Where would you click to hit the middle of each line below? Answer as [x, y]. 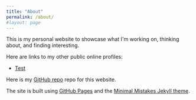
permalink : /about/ [30, 17]
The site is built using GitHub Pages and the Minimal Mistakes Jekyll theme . [98, 91]
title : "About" [25, 11]
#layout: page [24, 22]
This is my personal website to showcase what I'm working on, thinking [93, 39]
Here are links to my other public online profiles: [64, 57]
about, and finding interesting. [43, 45]
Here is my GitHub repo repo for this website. [61, 79]
